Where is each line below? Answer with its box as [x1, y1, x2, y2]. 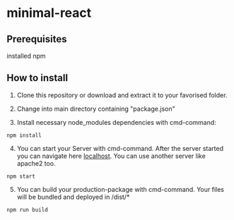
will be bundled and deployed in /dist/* [16, 192, 130, 201]
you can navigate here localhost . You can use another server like [16, 152, 206, 160]
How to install [6, 72, 69, 84]
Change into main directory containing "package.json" [16, 104, 175, 113]
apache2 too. [16, 159, 56, 167]
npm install [6, 132, 42, 139]
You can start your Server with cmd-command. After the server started [16, 144, 224, 152]
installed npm [6, 51, 47, 60]
